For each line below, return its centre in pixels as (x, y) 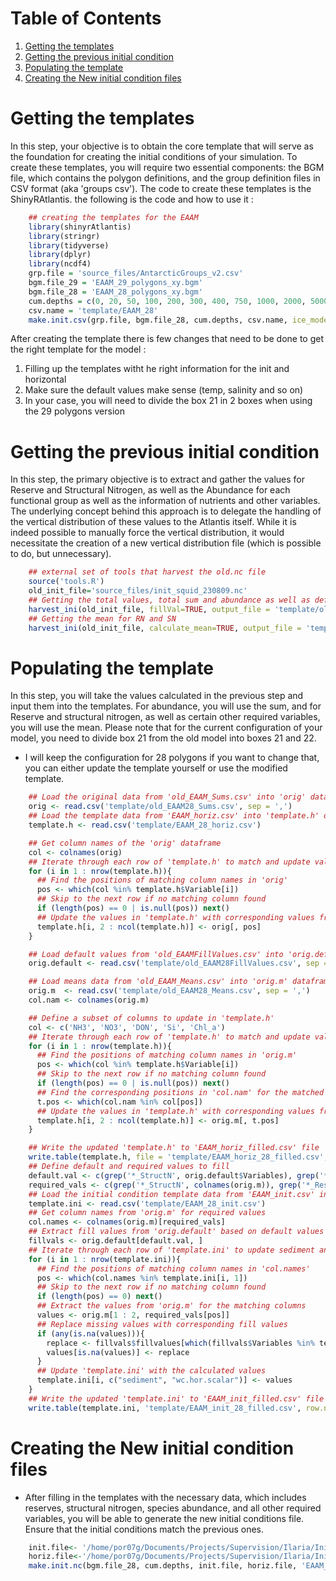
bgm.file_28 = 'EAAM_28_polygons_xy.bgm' (115, 292)
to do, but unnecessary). (61, 554)
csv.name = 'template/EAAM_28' (93, 310)
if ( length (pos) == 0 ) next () (99, 1297)
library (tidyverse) (69, 245)
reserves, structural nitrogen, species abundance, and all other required (173, 1508)
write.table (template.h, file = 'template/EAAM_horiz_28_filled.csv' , (178, 1157)
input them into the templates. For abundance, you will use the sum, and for (166, 706)
